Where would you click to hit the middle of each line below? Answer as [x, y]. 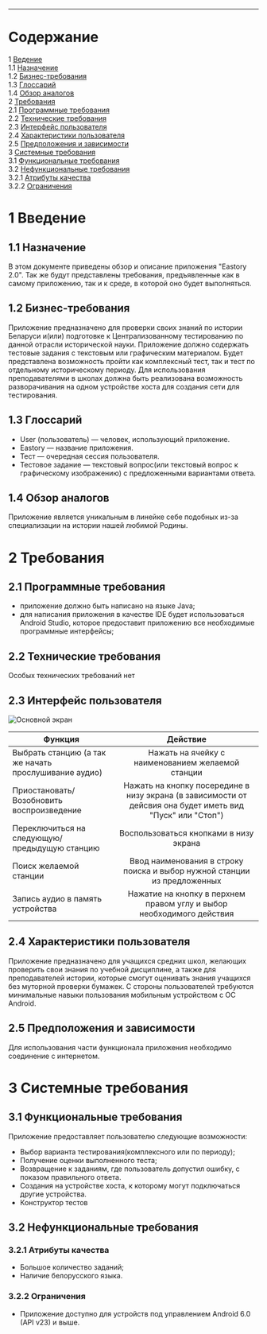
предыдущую [39, 848]
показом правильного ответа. [70, 1177]
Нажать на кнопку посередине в [187, 785]
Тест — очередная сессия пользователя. [89, 456]
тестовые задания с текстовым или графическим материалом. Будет [126, 353]
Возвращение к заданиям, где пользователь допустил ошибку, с [130, 1169]
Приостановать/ [44, 790]
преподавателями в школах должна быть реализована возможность [126, 378]
